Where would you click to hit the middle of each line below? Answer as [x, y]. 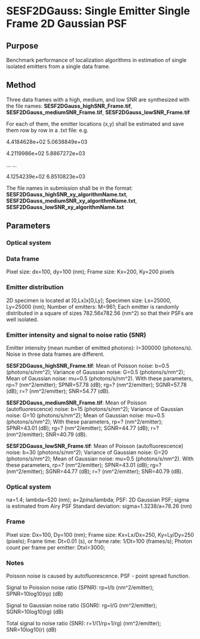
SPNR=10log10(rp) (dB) [35, 594]
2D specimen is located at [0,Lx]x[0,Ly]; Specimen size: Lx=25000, [89, 300]
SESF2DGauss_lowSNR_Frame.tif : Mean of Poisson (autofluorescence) [95, 446]
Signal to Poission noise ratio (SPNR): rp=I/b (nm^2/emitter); [80, 587]
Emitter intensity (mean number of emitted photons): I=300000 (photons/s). [99, 348]
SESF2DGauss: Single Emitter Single [98, 11]
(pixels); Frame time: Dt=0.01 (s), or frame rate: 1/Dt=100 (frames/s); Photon [99, 541]
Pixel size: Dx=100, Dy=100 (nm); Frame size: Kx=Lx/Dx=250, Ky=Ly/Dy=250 [100, 534]
